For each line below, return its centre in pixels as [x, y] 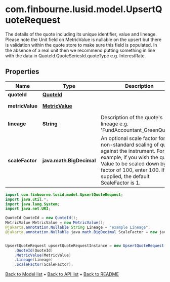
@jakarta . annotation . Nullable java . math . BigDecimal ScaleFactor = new [81, 232]
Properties [22, 72]
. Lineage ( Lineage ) [34, 260]
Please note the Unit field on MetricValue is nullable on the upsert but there [83, 40]
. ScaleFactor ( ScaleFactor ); [44, 265]
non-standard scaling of [130, 145]
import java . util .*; [27, 199]
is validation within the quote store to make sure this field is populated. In [81, 45]
